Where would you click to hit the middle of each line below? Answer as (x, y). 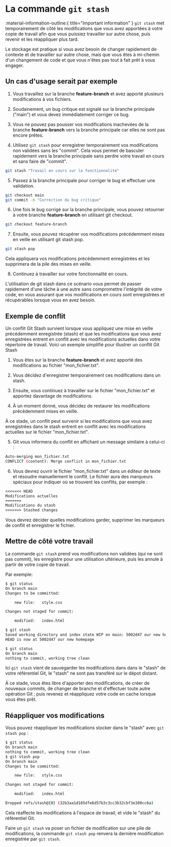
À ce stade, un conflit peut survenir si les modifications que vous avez (79, 421)
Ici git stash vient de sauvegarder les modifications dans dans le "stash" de (85, 668)
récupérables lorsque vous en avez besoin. (50, 300)
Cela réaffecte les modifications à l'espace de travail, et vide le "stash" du (83, 813)
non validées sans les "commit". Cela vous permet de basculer (78, 150)
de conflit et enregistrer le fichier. (40, 525)
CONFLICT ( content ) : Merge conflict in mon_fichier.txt (66, 461)
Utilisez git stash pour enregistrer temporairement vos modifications (85, 145)
